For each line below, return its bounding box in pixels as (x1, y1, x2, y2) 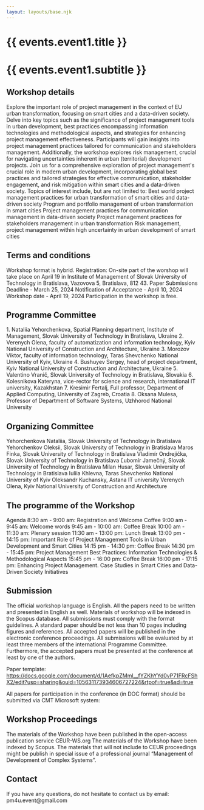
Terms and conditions (6, 250, 91, 260)
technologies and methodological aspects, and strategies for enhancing (6, 129, 186, 136)
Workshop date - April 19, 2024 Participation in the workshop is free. (6, 292, 178, 299)
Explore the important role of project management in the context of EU (6, 103, 182, 110)
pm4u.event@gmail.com (6, 797, 68, 804)
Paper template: (6, 665, 47, 672)
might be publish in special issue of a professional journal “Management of (6, 750, 194, 757)
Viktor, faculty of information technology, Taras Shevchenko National (6, 352, 178, 359)
